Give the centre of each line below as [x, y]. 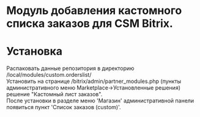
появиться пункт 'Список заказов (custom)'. [64, 107]
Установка [35, 51]
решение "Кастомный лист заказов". [54, 94]
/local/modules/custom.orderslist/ [49, 75]
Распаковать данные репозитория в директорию [70, 68]
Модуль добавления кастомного [94, 11]
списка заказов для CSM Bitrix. [90, 23]
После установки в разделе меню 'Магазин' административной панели [100, 101]
